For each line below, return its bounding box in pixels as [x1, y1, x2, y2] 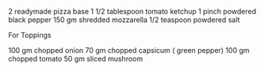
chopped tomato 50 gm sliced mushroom [8, 54, 143, 63]
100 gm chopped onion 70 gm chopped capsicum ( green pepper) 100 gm [8, 46, 250, 54]
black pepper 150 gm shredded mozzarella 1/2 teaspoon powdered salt [8, 15, 240, 24]
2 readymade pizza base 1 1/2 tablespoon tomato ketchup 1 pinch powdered [8, 7, 256, 16]
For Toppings [8, 31, 52, 39]
